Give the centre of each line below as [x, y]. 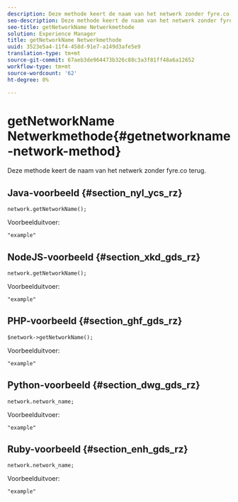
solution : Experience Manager [52, 34]
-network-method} [64, 151]
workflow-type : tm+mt [39, 67]
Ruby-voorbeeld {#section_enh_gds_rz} [98, 449]
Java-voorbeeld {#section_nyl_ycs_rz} [95, 193]
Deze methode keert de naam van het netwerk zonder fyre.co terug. [107, 171]
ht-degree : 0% [28, 80]
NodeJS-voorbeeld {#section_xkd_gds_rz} [104, 257]
